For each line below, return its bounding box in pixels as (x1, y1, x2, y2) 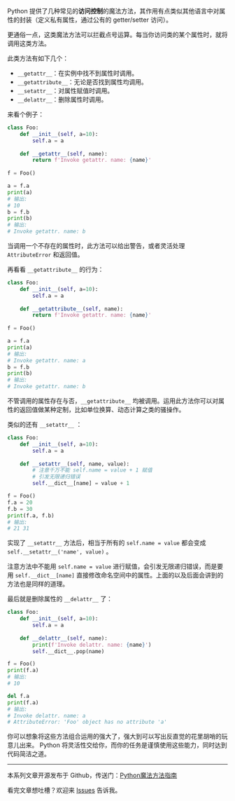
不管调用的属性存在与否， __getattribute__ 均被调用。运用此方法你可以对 (7, 397, 219, 405)
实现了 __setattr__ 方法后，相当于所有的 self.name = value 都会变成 (7, 539, 206, 547)
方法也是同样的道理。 (7, 580, 69, 588)
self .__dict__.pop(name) (32, 648, 105, 655)
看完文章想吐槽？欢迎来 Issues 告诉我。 (7, 786, 122, 795)
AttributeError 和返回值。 (7, 250, 84, 259)
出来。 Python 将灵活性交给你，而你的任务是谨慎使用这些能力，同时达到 (19, 741, 227, 749)
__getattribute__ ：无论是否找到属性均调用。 (17, 78, 148, 86)
